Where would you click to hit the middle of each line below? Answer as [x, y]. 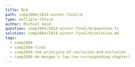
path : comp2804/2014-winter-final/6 [44, 15]
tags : [11, 38]
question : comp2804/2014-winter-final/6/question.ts [62, 29]
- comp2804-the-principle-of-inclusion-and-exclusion [68, 52]
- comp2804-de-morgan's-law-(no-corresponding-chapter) [70, 57]
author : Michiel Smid [28, 24]
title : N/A [17, 10]
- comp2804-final [28, 47]
